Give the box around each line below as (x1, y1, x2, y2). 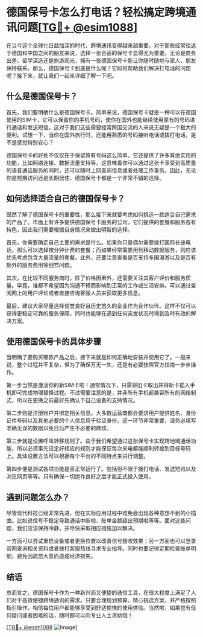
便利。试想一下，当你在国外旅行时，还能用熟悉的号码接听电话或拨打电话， (6, 131, 191, 138)
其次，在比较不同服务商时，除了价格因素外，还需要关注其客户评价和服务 (6, 274, 186, 281)
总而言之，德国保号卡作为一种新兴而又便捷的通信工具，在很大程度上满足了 (6, 589, 191, 596)
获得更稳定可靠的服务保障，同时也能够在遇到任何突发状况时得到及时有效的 (6, 309, 191, 317)
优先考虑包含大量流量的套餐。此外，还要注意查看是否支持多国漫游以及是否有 (6, 254, 196, 261)
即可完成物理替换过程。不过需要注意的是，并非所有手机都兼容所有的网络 (11, 389, 191, 396)
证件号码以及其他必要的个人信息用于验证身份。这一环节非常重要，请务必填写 (6, 417, 196, 424)
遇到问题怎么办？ (6, 492, 70, 502)
